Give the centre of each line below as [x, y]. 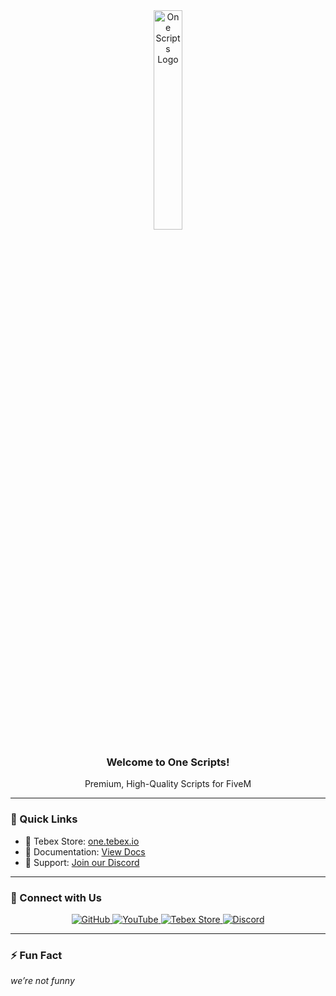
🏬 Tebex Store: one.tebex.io [82, 841]
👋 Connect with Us [56, 897]
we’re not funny [42, 981]
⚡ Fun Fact [36, 955]
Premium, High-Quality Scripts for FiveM [168, 784]
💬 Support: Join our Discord [82, 862]
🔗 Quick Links [44, 819]
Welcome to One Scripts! [168, 762]
